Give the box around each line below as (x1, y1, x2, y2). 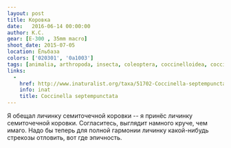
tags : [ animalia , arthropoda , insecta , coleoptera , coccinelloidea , (7, 61, 208, 68)
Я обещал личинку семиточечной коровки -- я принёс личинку (7, 112, 193, 120)
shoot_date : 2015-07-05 (7, 42, 76, 49)
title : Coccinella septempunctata (19, 93, 118, 100)
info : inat (19, 86, 51, 93)
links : (7, 67, 26, 74)
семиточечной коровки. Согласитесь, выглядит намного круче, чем (7, 119, 208, 127)
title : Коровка (7, 16, 51, 23)
